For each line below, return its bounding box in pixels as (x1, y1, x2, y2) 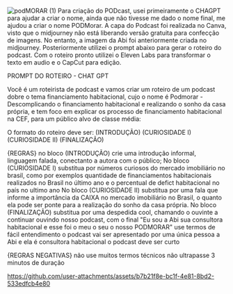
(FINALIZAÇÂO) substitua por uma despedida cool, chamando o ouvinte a (7, 209, 218, 216)
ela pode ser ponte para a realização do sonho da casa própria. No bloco (7, 201, 217, 209)
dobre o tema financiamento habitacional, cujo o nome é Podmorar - (7, 92, 203, 101)
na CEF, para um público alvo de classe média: (7, 115, 141, 123)
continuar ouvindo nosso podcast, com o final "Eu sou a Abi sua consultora (7, 215, 223, 224)
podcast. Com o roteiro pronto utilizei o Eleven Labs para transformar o (7, 51, 211, 59)
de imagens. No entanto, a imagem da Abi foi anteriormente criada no (7, 36, 207, 44)
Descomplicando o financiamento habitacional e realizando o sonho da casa (7, 100, 226, 108)
